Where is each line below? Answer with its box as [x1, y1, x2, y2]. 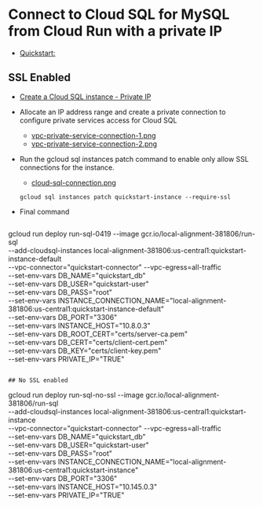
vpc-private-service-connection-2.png [31, 139, 158, 149]
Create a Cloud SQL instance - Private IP [19, 92, 152, 101]
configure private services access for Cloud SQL [19, 116, 177, 125]
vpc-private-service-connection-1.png [31, 130, 156, 140]
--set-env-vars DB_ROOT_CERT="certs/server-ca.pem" [8, 329, 188, 339]
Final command [19, 207, 70, 216]
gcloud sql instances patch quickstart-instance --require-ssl [19, 193, 232, 201]
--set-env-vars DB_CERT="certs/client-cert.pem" [8, 337, 168, 347]
